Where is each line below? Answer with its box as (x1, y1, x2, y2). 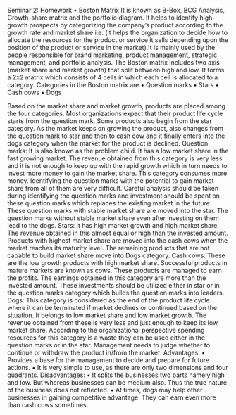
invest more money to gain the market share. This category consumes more (7, 169, 228, 177)
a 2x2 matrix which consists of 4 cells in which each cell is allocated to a (7, 73, 218, 82)
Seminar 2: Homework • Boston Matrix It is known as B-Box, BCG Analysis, (7, 6, 225, 14)
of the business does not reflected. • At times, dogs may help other (7, 386, 203, 394)
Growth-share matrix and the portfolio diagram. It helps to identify (7, 13, 199, 22)
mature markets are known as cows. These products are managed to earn (7, 267, 222, 274)
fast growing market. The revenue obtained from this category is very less (7, 154, 223, 162)
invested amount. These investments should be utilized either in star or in (7, 281, 220, 289)
